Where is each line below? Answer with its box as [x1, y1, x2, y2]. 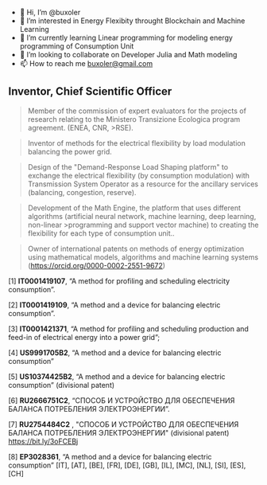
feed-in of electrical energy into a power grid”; [8, 332, 161, 342]
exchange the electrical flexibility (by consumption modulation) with [27, 170, 250, 180]
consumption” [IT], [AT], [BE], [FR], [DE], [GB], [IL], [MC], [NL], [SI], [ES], [8, 460, 246, 470]
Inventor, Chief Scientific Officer [8, 84, 172, 99]
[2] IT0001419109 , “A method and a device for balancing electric [8, 299, 221, 310]
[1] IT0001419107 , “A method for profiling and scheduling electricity [8, 276, 230, 286]
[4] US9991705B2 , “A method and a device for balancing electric [8, 347, 222, 358]
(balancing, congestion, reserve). [27, 187, 137, 197]
